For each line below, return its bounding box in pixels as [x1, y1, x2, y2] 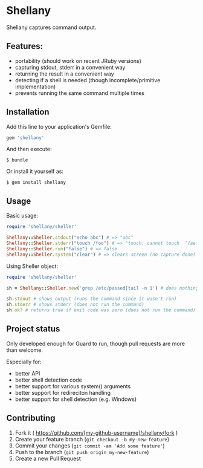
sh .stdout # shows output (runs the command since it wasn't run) [6, 296, 177, 302]
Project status [6, 324, 60, 334]
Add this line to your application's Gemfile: [6, 123, 112, 130]
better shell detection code [14, 376, 83, 383]
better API [14, 369, 40, 377]
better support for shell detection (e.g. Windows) [14, 395, 137, 403]
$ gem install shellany [6, 180, 66, 186]
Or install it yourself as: [6, 167, 63, 175]
